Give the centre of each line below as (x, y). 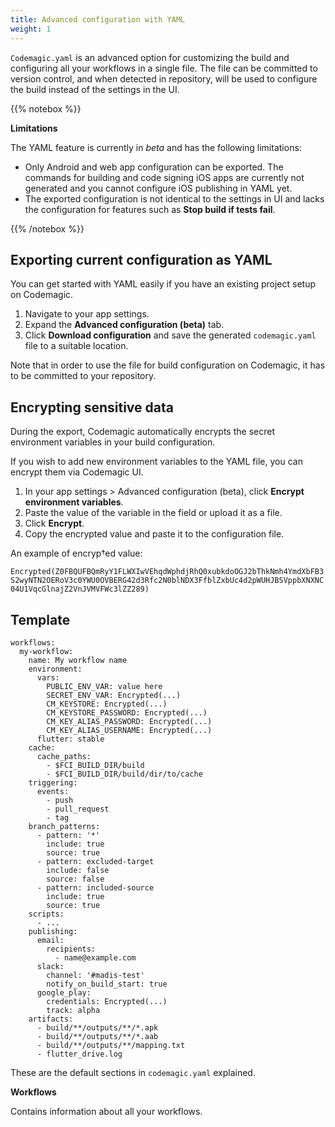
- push (60, 800)
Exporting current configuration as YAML (141, 259)
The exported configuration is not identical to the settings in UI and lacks (174, 198)
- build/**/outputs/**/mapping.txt (111, 1045)
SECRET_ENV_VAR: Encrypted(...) (114, 695)
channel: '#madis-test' (95, 975)
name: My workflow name (78, 660)
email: (50, 940)
